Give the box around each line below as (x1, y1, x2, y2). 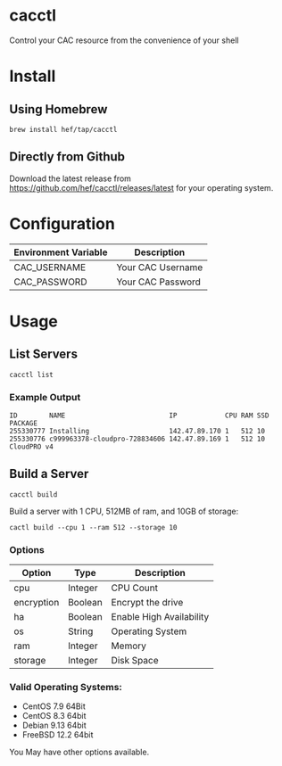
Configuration (9, 213, 116, 234)
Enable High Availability (111, 611, 210, 623)
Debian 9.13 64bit (21, 720, 87, 731)
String (68, 625, 94, 638)
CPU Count (111, 581, 159, 594)
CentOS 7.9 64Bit (21, 701, 87, 712)
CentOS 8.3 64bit (21, 711, 87, 721)
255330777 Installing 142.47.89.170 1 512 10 (9, 426, 266, 435)
